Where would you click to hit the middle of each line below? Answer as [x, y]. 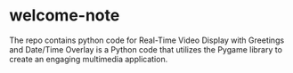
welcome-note [65, 16]
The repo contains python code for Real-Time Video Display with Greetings [147, 40]
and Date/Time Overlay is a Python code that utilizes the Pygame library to [146, 49]
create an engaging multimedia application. [89, 59]
